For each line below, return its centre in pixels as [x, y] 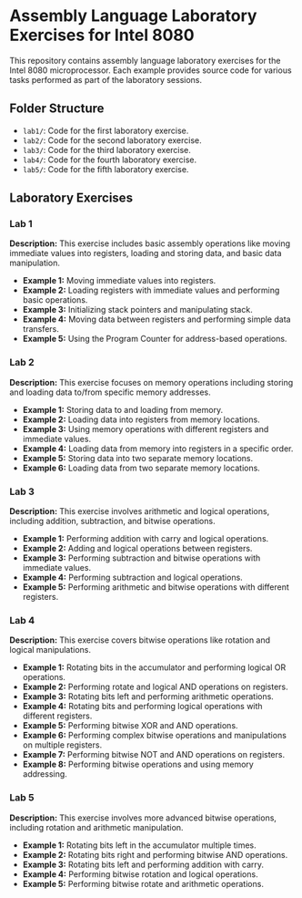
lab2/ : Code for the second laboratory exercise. [112, 140]
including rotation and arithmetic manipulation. [96, 827]
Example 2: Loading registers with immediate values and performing [151, 290]
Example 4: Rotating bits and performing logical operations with [142, 707]
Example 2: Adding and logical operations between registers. [137, 549]
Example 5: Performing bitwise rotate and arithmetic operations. [143, 883]
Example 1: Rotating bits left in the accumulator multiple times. [139, 845]
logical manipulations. [50, 650]
